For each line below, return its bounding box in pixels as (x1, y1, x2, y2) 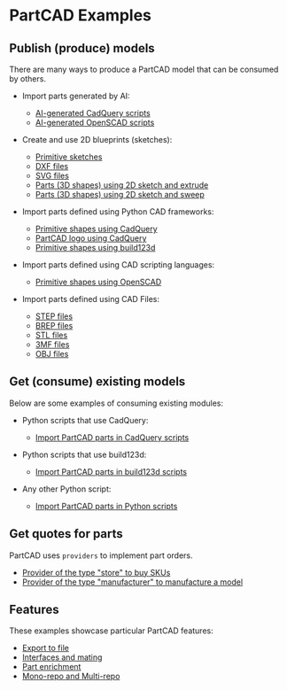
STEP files (35, 311, 74, 322)
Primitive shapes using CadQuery (35, 223, 158, 234)
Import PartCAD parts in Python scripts (35, 500, 178, 511)
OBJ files (35, 349, 69, 359)
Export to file (21, 643, 69, 654)
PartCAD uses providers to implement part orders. (9, 550, 193, 561)
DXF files (35, 161, 69, 171)
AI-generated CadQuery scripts (35, 108, 151, 118)
